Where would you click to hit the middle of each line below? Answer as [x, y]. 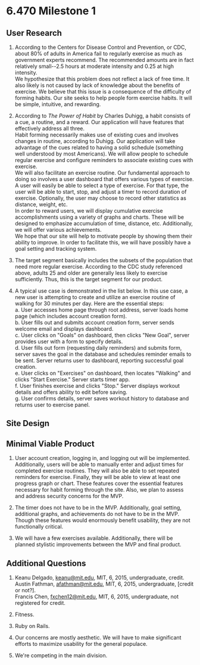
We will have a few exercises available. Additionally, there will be [94, 538]
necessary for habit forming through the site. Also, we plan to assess [99, 490]
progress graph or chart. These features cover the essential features [99, 483]
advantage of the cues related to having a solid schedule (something [99, 147]
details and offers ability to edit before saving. [71, 392]
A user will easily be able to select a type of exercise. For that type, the [102, 185]
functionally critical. [39, 527]
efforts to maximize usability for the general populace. [81, 644]
